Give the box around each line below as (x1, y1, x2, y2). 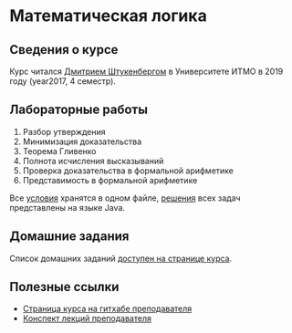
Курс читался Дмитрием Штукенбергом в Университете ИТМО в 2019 (9, 66, 284, 77)
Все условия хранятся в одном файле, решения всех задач (9, 193, 241, 203)
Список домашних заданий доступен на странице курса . (9, 253, 233, 264)
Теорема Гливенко (22, 145, 98, 156)
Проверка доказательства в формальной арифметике (22, 165, 235, 176)
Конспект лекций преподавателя (22, 313, 152, 324)
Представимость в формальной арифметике (22, 174, 198, 185)
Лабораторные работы (9, 102, 149, 118)
